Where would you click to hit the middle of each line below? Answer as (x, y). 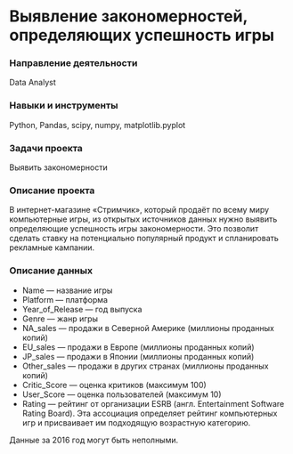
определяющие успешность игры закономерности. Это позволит (134, 229)
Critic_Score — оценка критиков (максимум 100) (114, 385)
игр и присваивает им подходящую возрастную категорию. (136, 422)
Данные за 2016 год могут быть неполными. (94, 440)
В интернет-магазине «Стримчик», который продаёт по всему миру (139, 210)
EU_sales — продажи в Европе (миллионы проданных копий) (138, 347)
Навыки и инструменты (64, 106)
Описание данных (51, 271)
